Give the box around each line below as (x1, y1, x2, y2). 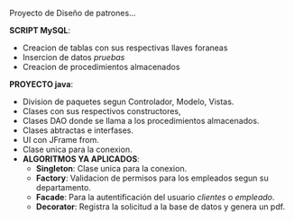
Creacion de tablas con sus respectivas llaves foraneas (22, 42, 228, 53)
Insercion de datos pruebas (22, 52, 125, 62)
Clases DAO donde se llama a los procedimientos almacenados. (22, 116, 260, 126)
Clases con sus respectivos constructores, (22, 106, 182, 116)
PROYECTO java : (9, 79, 74, 89)
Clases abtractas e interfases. (22, 125, 133, 136)
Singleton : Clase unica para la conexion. (35, 164, 188, 173)
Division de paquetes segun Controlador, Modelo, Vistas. (22, 96, 234, 107)
